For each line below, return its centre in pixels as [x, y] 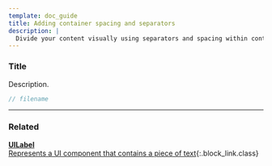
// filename [28, 99]
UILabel [21, 144]
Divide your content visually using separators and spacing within [132, 38]
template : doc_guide [43, 16]
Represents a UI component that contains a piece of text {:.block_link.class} [134, 153]
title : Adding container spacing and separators [92, 23]
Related [24, 127]
